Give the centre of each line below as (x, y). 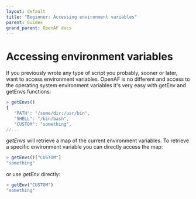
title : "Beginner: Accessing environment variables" (72, 17)
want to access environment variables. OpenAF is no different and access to (98, 79)
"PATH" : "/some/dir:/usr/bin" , (52, 113)
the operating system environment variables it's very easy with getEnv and (96, 85)
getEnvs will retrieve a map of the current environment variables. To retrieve (98, 140)
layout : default (26, 11)
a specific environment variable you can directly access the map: (85, 147)
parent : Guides (25, 22)
